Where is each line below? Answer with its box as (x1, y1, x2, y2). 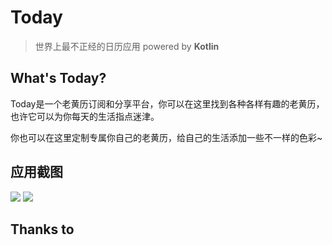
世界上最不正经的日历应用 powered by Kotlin (34, 40, 220, 52)
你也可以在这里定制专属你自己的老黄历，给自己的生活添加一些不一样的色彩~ (10, 131, 323, 143)
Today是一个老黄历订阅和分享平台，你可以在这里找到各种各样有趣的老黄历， (10, 97, 325, 110)
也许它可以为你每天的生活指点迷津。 (10, 110, 160, 122)
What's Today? (10, 70, 107, 87)
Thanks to (10, 221, 75, 238)
